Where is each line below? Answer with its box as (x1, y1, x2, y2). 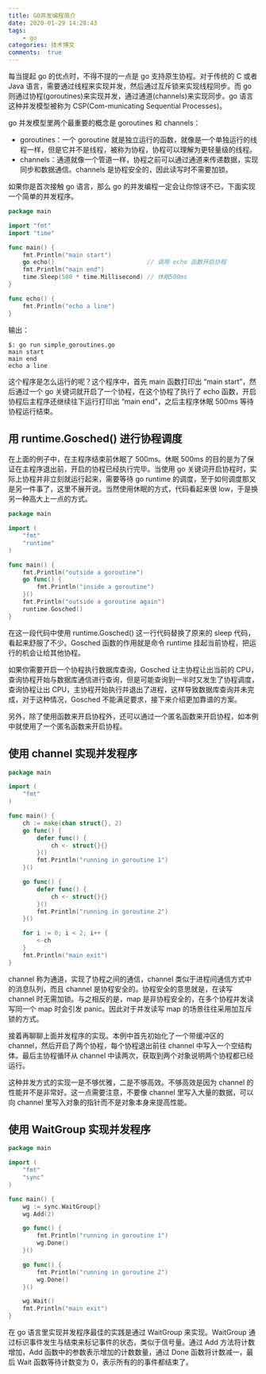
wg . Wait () (22, 1297, 56, 1306)
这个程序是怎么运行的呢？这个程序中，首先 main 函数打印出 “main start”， (8, 377, 250, 386)
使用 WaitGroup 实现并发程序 (8, 1123, 152, 1136)
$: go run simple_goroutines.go (8, 341, 115, 349)
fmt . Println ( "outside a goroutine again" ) (22, 598, 165, 606)
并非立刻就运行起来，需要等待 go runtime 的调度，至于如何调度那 (35, 474, 250, 484)
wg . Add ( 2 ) (22, 1210, 56, 1218)
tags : (8, 26, 26, 34)
